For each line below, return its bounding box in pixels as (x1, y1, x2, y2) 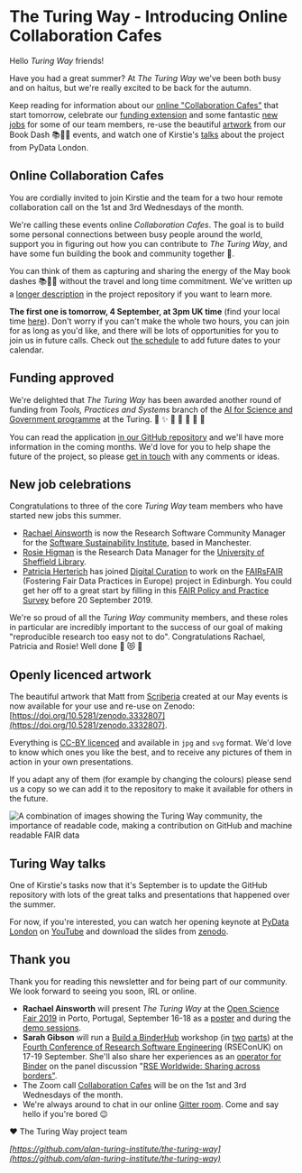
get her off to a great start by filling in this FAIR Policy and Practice (22, 585, 270, 596)
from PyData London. (9, 142, 88, 152)
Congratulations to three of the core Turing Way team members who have (9, 500, 284, 511)
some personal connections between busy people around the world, (9, 228, 263, 240)
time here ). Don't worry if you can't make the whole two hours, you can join (9, 316, 290, 326)
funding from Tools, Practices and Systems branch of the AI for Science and (9, 404, 293, 415)
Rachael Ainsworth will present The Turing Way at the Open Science (22, 1003, 279, 1013)
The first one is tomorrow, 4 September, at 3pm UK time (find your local (9, 306, 281, 316)
